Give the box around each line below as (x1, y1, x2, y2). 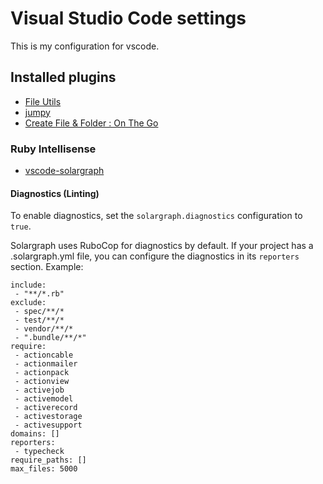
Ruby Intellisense (10, 142, 97, 156)
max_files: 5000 (10, 464, 78, 474)
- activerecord (14, 403, 78, 413)
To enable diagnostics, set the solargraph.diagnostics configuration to (10, 210, 303, 222)
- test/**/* (14, 315, 65, 326)
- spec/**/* (14, 307, 65, 317)
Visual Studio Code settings (10, 7, 247, 30)
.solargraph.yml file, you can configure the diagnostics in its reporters (10, 250, 300, 262)
